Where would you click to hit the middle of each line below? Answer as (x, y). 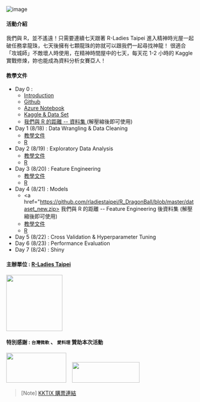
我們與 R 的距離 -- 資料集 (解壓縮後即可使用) (78, 122)
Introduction (39, 95)
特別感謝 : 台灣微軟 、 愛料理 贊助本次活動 (55, 342)
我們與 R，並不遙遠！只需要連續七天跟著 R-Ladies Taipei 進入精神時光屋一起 (100, 38)
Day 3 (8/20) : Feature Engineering (57, 169)
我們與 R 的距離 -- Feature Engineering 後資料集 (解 (124, 209)
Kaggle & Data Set (46, 114)
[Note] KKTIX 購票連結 (49, 393)
